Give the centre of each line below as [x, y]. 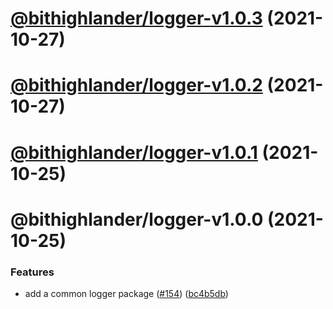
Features [32, 272]
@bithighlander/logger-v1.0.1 [134, 152]
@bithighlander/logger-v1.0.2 [136, 85]
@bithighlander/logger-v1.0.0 [137, 219]
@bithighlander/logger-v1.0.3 [136, 18]
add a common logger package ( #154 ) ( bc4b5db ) [126, 294]
